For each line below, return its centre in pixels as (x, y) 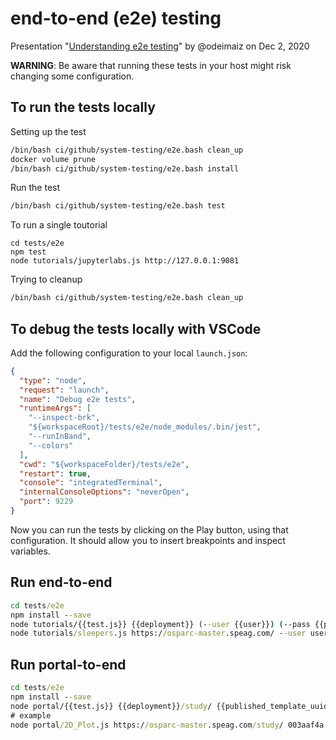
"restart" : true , (55, 473)
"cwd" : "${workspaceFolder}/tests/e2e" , (104, 464)
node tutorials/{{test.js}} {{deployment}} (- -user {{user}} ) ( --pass (160, 624)
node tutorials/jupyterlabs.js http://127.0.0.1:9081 (125, 261)
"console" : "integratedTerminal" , (91, 483)
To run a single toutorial (59, 225)
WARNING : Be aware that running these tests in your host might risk (151, 65)
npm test (28, 252)
